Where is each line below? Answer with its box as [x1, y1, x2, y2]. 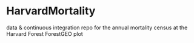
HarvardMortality [6, 4, 96, 18]
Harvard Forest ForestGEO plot [6, 30, 83, 37]
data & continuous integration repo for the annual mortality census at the [6, 24, 188, 31]
